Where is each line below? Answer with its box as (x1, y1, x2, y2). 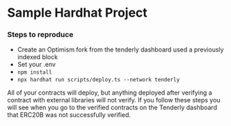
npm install (17, 69, 52, 76)
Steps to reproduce (7, 30, 74, 40)
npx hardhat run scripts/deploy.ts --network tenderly (17, 77, 180, 84)
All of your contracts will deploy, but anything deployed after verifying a (7, 88, 212, 97)
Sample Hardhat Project (7, 5, 148, 21)
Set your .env (17, 61, 56, 69)
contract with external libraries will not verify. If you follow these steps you (7, 96, 221, 104)
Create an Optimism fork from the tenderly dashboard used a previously (17, 45, 224, 54)
